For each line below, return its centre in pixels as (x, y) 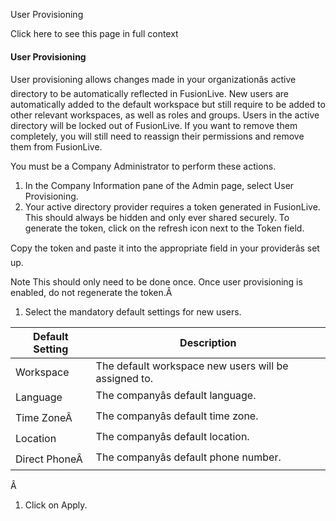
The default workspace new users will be (192, 366)
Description (208, 343)
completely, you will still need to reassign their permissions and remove (157, 136)
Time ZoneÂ (44, 417)
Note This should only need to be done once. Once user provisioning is (156, 282)
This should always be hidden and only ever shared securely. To (157, 218)
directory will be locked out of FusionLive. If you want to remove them (154, 126)
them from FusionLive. (56, 147)
